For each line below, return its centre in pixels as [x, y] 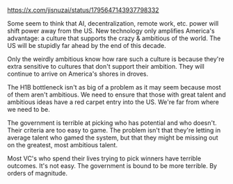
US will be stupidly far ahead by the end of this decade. [87, 45]
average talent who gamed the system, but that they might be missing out [113, 137]
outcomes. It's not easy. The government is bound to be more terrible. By [112, 166]
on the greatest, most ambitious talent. [63, 145]
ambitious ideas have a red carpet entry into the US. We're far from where [113, 102]
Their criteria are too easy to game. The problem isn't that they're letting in [114, 130]
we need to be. [29, 109]
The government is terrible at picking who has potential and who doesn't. [112, 123]
